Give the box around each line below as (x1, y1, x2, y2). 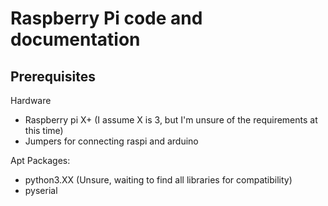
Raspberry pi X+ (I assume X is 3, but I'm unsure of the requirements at (24, 114, 318, 126)
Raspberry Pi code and (10, 7, 203, 30)
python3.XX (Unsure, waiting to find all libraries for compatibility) (24, 174, 293, 186)
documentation (10, 28, 141, 51)
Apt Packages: (10, 155, 71, 166)
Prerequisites (10, 68, 96, 85)
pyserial (24, 185, 58, 196)
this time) (24, 125, 64, 136)
